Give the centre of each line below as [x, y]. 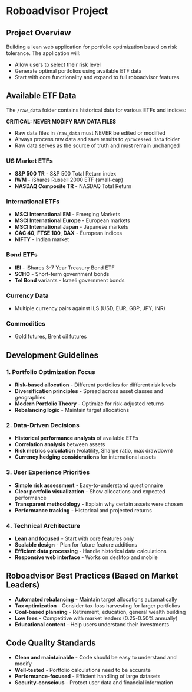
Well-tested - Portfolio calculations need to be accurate [83, 670]
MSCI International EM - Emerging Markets [67, 215]
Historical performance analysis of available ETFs [76, 438]
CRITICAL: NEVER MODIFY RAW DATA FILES [61, 121]
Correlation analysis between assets [60, 444]
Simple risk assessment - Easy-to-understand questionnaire [89, 485]
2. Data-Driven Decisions [43, 425]
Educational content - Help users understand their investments [92, 624]
